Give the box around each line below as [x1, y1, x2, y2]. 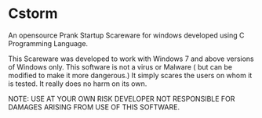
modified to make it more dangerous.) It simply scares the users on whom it [8, 70, 253, 80]
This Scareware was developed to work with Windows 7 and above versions [8, 54, 255, 63]
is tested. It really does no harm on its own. [8, 79, 147, 88]
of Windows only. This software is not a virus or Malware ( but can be [8, 62, 233, 71]
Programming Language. [8, 38, 89, 48]
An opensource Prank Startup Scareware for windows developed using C [8, 30, 245, 40]
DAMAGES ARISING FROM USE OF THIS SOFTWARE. [8, 102, 180, 112]
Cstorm [8, 5, 58, 23]
